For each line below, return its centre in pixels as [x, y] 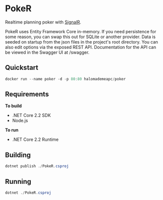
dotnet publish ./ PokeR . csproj [37, 166]
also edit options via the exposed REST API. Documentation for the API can [81, 47]
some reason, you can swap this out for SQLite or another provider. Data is [80, 37]
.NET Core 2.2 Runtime [35, 139]
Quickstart [22, 68]
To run [12, 130]
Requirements [27, 94]
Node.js [20, 121]
